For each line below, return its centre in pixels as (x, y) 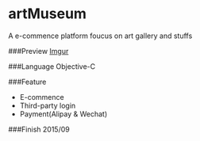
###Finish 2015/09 (39, 129)
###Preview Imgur (38, 51)
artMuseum (48, 14)
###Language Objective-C (52, 66)
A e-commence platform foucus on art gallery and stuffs (100, 36)
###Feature (27, 82)
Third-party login (48, 105)
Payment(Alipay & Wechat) (63, 114)
